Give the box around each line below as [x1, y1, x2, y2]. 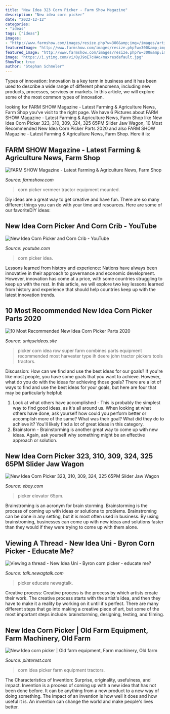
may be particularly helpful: [5, 389, 62, 396]
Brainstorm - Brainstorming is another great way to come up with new [12, 426, 158, 433]
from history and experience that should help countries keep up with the [5, 286, 156, 292]
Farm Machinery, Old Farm [5, 634, 91, 642]
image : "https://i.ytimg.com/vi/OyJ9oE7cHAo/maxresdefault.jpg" [5, 54, 144, 60]
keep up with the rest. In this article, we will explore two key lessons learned [5, 281, 164, 287]
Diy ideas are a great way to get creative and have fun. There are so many [5, 196, 160, 202]
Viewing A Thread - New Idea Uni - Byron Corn [5, 539, 155, 548]
